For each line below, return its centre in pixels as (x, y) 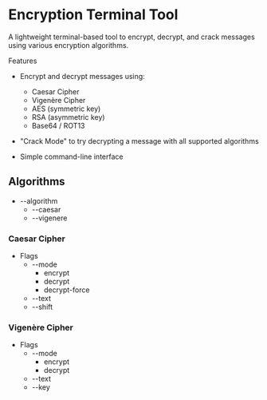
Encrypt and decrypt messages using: (82, 76)
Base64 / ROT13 (58, 125)
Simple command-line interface (71, 156)
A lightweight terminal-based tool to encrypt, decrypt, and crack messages (132, 37)
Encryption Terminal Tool (93, 15)
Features (23, 61)
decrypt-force (67, 290)
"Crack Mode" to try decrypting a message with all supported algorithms (139, 141)
